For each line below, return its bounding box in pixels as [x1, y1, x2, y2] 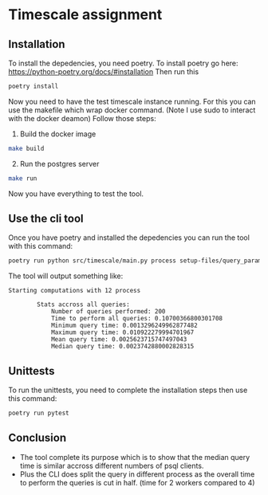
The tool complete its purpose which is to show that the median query [19, 452, 250, 462]
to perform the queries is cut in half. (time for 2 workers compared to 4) [19, 477, 255, 487]
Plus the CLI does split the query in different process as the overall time [19, 469, 255, 479]
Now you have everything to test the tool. [8, 189, 144, 198]
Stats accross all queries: [37, 301, 130, 308]
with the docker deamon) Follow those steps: [8, 113, 157, 123]
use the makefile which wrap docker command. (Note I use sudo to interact [8, 105, 256, 115]
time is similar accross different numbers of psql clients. [19, 461, 204, 470]
